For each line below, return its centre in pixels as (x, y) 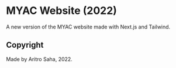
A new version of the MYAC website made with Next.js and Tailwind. (88, 27)
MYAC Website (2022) (61, 11)
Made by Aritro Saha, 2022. (39, 59)
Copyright (25, 45)
